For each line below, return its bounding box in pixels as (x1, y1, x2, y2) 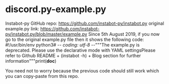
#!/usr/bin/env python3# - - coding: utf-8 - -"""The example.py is (5, 41, 140, 48)
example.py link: (5, 25, 40, 31)
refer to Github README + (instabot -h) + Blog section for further (5, 52, 141, 59)
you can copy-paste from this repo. (5, 73, 79, 79)
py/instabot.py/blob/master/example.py (5, 31, 87, 37)
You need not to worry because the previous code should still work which (5, 67, 159, 74)
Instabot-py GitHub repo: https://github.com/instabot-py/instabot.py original (5, 20, 164, 26)
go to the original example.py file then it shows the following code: (5, 36, 144, 43)
